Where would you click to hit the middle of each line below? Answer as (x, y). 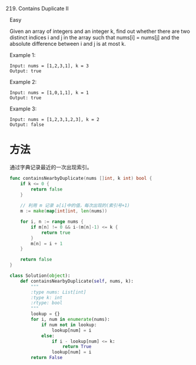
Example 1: (23, 55)
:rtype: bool (47, 303)
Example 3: (23, 109)
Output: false (27, 125)
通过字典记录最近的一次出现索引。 (51, 167)
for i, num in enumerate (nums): (71, 320)
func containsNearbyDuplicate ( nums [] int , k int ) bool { (81, 178)
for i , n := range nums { (52, 222)
